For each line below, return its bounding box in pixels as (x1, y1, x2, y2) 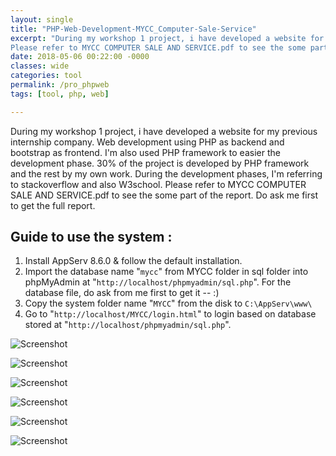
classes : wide (10, 61, 70, 71)
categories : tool (10, 71, 83, 81)
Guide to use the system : (10, 229, 173, 246)
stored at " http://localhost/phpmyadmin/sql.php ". (24, 319, 232, 331)
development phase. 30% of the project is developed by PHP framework (10, 157, 310, 169)
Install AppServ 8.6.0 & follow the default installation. (24, 255, 243, 267)
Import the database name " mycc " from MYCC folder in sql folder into (24, 266, 309, 278)
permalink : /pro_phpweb (10, 80, 110, 90)
